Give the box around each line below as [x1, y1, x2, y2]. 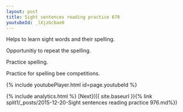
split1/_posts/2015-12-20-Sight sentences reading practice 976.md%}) [6, 99, 178, 106]
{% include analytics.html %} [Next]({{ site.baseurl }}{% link [6, 93, 152, 100]
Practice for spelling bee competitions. [6, 70, 100, 77]
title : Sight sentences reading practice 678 [6, 14, 120, 20]
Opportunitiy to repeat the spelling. [6, 47, 91, 54]
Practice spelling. [6, 58, 48, 65]
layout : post [6, 8, 38, 15]
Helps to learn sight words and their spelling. [6, 36, 115, 43]
